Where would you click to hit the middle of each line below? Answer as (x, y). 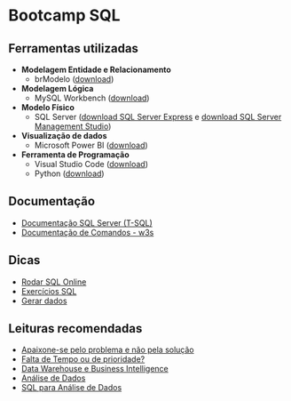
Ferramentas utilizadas (74, 48)
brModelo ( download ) (74, 79)
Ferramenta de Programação (75, 155)
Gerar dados (44, 301)
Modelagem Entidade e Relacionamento (96, 69)
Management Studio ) (73, 126)
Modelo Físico (47, 107)
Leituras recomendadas (75, 329)
